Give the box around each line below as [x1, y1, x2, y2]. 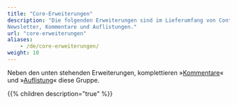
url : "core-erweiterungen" [7, 29, 87, 37]
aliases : [7, 36, 33, 43]
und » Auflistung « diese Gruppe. [7, 76, 100, 84]
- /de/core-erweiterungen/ [20, 43, 99, 50]
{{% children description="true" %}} [7, 89, 113, 98]
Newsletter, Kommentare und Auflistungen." [7, 23, 138, 30]
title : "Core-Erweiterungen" [7, 10, 93, 17]
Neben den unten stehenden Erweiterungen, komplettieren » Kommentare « [7, 68, 224, 77]
